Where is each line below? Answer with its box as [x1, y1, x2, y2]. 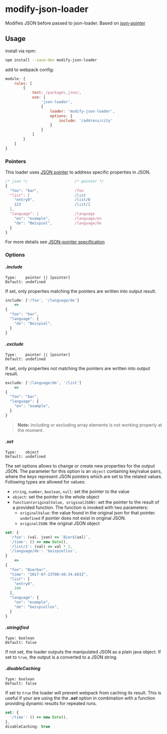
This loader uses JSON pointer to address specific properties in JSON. [5, 169, 151, 175]
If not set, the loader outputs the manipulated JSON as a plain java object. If [5, 648, 161, 654]
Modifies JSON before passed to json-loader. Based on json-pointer [5, 20, 145, 26]
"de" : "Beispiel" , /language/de [14, 220, 101, 225]
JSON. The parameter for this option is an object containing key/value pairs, [5, 468, 162, 474]
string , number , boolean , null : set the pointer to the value [12, 488, 130, 494]
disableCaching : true [5, 724, 50, 729]
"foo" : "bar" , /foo [9, 188, 84, 193]
